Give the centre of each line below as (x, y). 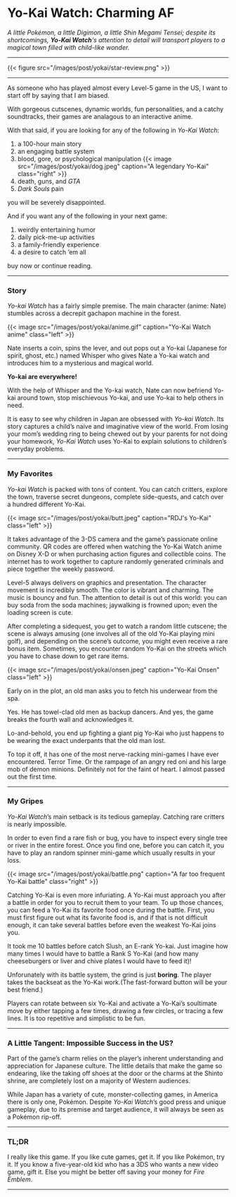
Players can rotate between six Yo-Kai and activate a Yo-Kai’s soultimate (112, 1003)
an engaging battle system (56, 151)
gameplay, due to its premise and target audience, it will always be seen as (116, 1110)
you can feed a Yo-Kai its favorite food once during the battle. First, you (111, 910)
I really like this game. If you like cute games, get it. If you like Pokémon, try (116, 1157)
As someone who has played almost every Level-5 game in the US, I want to (118, 88)
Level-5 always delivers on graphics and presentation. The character (107, 582)
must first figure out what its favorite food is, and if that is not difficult (107, 917)
